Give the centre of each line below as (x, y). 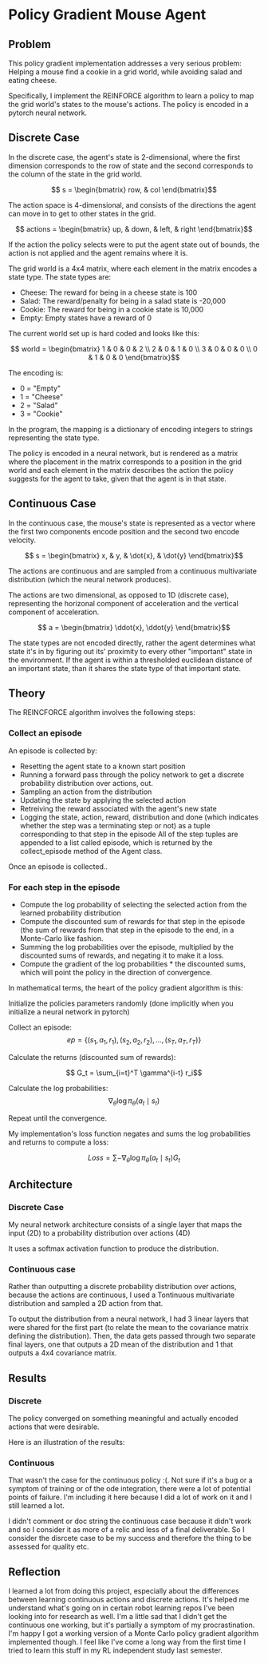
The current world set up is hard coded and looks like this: (104, 333)
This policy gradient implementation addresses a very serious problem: (125, 63)
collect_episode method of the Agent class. (91, 851)
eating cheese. (33, 80)
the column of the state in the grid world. (75, 174)
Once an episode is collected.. (58, 866)
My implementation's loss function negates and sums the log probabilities (130, 1133)
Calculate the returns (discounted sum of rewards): (92, 1057)
